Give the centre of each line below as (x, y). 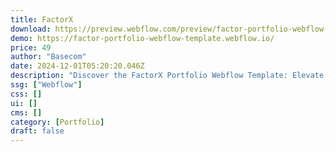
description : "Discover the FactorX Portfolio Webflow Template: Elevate (167, 76)
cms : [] (26, 112)
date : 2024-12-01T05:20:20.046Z (77, 66)
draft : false (37, 131)
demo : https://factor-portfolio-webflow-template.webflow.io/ (142, 38)
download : (31, 29)
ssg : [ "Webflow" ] (46, 85)
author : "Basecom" (48, 57)
